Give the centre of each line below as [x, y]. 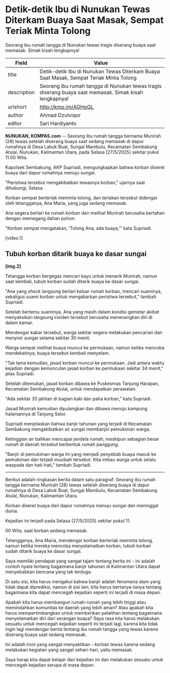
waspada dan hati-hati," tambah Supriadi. [49, 465]
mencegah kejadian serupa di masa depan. [50, 665]
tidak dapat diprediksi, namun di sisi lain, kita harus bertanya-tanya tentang [83, 587]
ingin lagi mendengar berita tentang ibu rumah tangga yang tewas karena [82, 629]
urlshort [17, 107]
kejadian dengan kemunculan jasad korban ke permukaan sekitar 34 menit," [84, 368]
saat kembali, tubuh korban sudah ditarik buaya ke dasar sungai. [73, 281]
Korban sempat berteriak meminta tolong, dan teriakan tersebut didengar [81, 198]
